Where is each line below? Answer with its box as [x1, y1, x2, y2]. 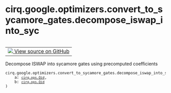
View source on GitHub [14, 48, 70, 55]
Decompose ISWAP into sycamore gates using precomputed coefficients [5, 61, 158, 67]
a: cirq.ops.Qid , [14, 75, 47, 80]
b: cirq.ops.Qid [14, 79, 45, 84]
